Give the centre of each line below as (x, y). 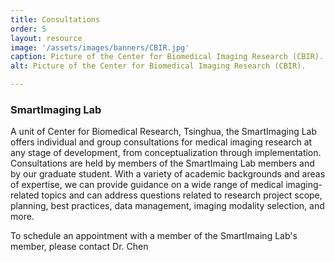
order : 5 (28, 29)
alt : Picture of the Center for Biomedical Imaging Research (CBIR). (158, 66)
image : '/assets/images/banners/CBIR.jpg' (100, 47)
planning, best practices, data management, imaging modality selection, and (167, 206)
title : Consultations (55, 19)
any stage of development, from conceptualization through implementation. (166, 153)
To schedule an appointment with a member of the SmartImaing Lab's (154, 236)
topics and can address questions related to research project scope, (182, 195)
